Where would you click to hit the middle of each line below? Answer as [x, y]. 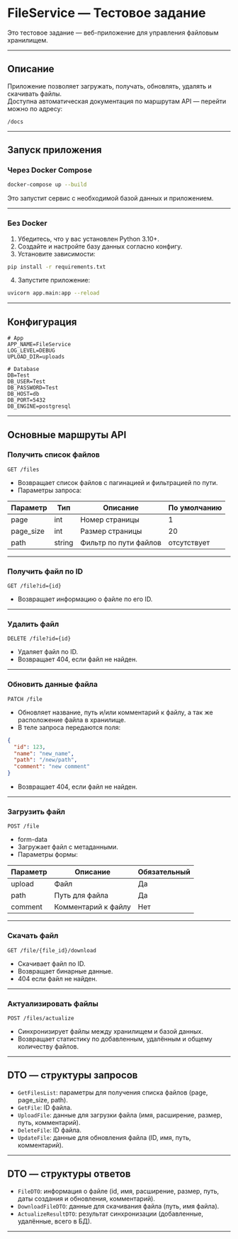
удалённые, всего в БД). [55, 1221]
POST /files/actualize [41, 1018]
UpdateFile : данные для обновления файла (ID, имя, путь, [104, 1137]
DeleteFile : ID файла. [50, 1130]
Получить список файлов [54, 455]
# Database [23, 370]
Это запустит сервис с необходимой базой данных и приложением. [110, 198]
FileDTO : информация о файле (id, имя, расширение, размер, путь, [118, 1191]
